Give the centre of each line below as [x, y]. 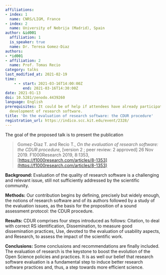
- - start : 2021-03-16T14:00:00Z [48, 83]
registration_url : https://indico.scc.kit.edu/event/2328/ [67, 120]
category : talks [22, 70]
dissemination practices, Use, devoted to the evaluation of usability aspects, [83, 231]
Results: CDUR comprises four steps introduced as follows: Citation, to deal [82, 220]
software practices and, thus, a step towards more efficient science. [75, 267]
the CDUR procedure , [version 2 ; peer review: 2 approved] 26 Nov [85, 149]
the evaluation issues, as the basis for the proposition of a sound [71, 206]
